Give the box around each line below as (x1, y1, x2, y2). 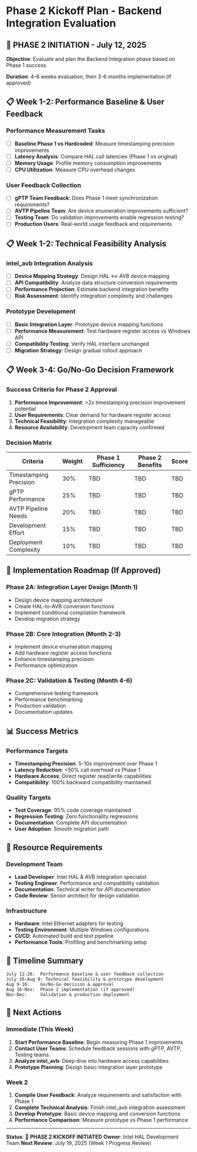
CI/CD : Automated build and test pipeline (14, 933, 114, 940)
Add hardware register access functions (14, 649, 112, 656)
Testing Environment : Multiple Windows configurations (14, 926, 150, 933)
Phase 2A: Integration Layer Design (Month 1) (6, 583, 138, 591)
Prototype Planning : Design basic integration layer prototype (14, 1063, 163, 1070)
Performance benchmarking (14, 696, 83, 703)
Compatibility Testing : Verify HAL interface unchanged (14, 340, 150, 347)
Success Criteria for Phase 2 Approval (6, 385, 117, 394)
